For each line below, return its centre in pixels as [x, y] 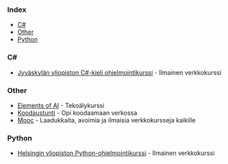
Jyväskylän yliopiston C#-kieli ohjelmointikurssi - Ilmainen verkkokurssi [119, 72]
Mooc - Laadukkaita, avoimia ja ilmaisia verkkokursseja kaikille [106, 120]
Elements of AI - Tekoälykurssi [61, 105]
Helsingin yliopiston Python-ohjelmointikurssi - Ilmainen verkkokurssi [116, 153]
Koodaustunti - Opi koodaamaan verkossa [77, 113]
